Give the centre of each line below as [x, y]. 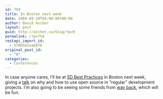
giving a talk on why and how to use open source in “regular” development [80, 82]
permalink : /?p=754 [25, 37]
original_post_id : [24, 50]
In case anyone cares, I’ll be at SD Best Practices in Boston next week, [75, 77]
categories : [17, 59]
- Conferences [24, 63]
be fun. [12, 93]
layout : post [18, 28]
